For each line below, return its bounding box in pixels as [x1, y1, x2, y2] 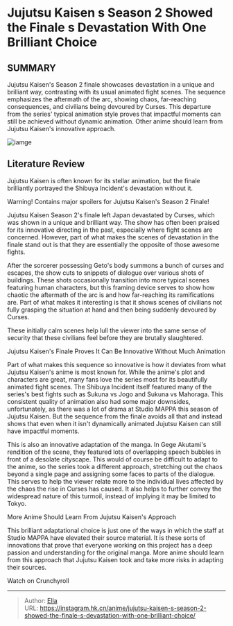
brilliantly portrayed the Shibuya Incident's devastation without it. [7, 184, 193, 192]
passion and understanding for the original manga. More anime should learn [7, 548, 224, 557]
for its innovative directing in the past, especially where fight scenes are [7, 226, 213, 234]
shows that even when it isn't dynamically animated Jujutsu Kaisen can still [7, 419, 222, 428]
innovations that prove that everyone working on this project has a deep [7, 541, 213, 549]
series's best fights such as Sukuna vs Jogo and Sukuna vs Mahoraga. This [7, 390, 224, 398]
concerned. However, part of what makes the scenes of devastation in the [7, 232, 219, 241]
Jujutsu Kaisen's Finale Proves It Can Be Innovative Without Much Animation [7, 347, 225, 355]
